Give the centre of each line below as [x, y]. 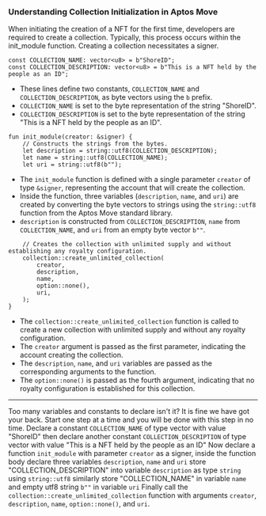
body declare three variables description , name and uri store [107, 462]
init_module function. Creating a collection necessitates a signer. [114, 46]
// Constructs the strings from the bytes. [95, 144]
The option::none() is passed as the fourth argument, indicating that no [137, 380]
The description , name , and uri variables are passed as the [116, 363]
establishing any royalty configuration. [78, 252]
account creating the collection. [72, 355]
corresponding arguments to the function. [88, 372]
